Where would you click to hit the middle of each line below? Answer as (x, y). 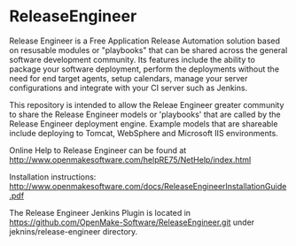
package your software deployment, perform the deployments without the (144, 69)
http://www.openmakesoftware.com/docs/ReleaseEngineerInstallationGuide (148, 186)
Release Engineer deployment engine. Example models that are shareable (144, 123)
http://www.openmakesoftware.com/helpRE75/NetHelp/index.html (130, 159)
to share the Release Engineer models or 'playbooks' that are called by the (145, 114)
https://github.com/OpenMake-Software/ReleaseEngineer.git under (132, 222)
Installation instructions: (53, 177)
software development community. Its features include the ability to (132, 59)
